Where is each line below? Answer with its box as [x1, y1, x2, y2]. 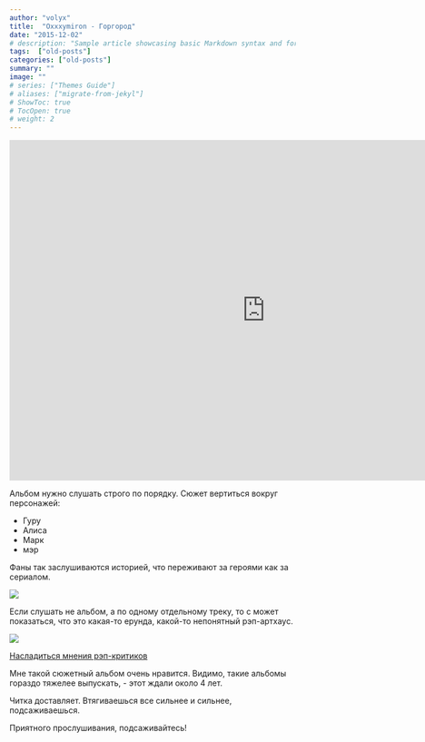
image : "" [9, 73, 47, 82]
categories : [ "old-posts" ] [9, 55, 112, 64]
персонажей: [9, 498, 61, 509]
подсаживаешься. [9, 705, 80, 716]
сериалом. [9, 571, 52, 582]
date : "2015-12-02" [9, 30, 84, 39]
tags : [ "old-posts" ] [9, 47, 92, 56]
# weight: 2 [9, 114, 54, 124]
